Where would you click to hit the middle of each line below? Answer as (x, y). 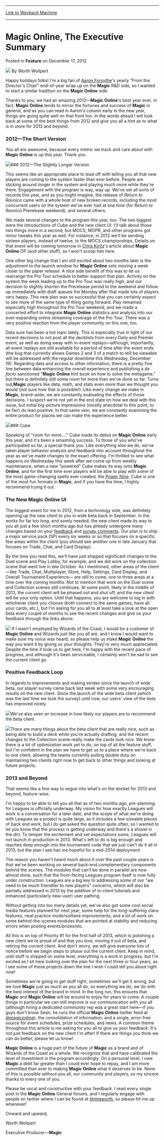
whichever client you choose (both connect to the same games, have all (78, 603)
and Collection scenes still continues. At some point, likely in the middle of (80, 587)
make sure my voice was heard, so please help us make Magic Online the (80, 639)
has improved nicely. (26, 704)
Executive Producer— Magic (34, 1133)
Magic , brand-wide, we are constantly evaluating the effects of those (75, 395)
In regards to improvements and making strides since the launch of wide (78, 683)
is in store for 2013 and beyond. (37, 126)
